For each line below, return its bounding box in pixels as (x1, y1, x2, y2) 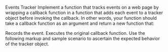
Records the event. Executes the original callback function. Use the (5, 30, 145, 36)
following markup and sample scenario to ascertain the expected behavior (5, 35, 160, 41)
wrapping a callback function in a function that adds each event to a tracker (5, 10, 163, 16)
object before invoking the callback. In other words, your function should (5, 15, 157, 21)
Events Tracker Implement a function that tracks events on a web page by (5, 5, 159, 10)
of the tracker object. (5, 41, 50, 47)
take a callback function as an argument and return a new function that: (5, 20, 154, 26)
